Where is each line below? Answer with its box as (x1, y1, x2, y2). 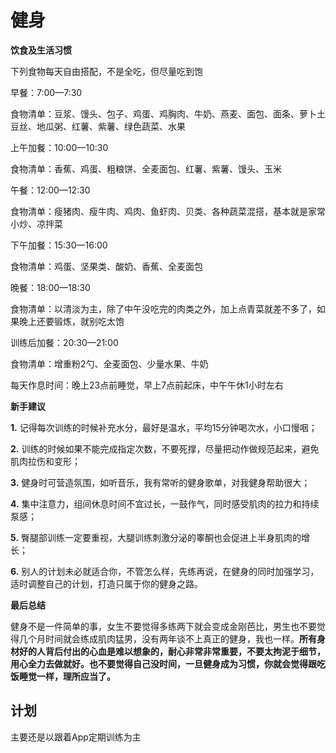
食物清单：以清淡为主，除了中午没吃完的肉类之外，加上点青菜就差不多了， (10, 302, 317, 315)
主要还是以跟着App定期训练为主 (10, 731, 142, 743)
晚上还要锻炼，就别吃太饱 (18, 315, 125, 327)
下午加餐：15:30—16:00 (10, 239, 108, 251)
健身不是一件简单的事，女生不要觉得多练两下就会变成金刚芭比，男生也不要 (10, 620, 317, 632)
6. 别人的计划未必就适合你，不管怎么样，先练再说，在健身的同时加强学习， (10, 565, 320, 577)
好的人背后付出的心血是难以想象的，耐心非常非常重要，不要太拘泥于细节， (18, 645, 326, 657)
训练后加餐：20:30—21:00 (10, 336, 119, 348)
